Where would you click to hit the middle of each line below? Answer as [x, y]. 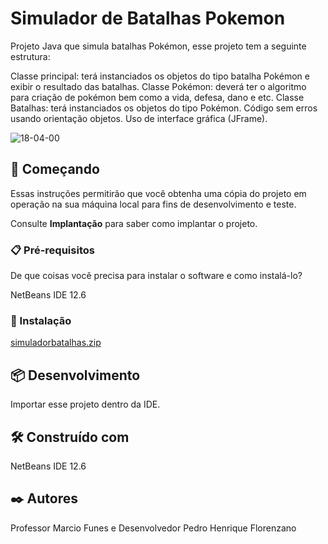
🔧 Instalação [41, 320]
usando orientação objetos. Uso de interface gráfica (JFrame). [139, 118]
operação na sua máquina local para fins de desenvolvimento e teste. [153, 204]
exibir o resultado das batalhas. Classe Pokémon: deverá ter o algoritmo [158, 86]
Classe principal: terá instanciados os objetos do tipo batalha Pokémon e [160, 76]
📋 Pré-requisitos [52, 250]
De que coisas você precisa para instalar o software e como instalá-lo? [156, 276]
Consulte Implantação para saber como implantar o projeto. [134, 223]
